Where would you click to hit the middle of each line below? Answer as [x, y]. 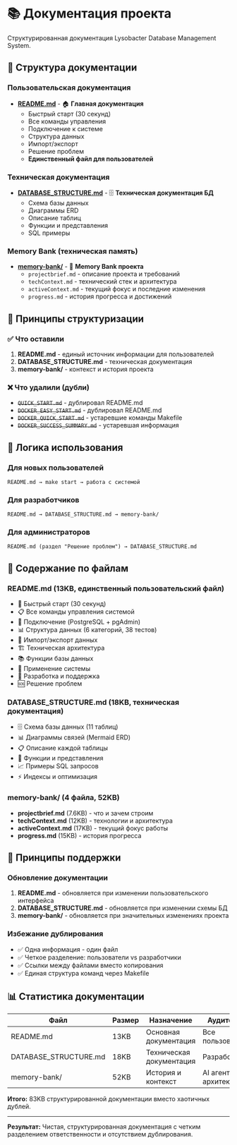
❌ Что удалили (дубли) [48, 387]
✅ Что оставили [36, 339]
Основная [163, 1032]
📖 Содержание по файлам [68, 568]
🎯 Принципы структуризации [76, 319]
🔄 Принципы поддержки [64, 858]
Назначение [171, 1020]
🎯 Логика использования [65, 448]
